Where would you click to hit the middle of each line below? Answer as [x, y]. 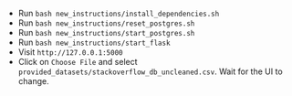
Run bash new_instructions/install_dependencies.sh [119, 13]
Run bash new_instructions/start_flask [94, 42]
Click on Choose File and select [78, 62]
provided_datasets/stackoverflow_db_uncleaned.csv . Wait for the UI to [150, 71]
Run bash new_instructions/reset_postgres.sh [106, 23]
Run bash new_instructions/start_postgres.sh [106, 32]
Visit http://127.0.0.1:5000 [70, 52]
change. [33, 81]
